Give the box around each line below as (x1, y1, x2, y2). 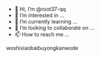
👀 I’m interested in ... (14, 12, 65, 19)
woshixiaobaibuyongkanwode (6, 45, 78, 51)
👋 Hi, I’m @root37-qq (14, 6, 66, 12)
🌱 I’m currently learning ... (14, 18, 78, 25)
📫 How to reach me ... (14, 31, 69, 38)
